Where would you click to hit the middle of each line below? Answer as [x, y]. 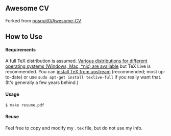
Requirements [21, 49]
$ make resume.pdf [25, 105]
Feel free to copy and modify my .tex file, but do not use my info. [74, 128]
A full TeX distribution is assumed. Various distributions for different [76, 61]
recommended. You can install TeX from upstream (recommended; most [81, 72]
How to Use [24, 37]
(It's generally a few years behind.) [42, 83]
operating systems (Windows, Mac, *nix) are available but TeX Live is [78, 66]
